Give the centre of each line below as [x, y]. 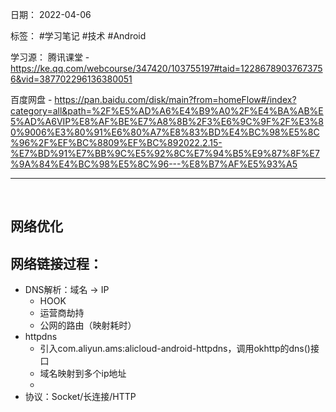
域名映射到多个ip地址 [83, 374]
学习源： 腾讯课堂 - [50, 57]
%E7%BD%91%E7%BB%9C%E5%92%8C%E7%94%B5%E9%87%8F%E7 [165, 153]
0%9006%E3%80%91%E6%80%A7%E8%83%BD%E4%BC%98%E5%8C [165, 132]
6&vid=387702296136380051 [71, 79]
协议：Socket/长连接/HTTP [80, 397]
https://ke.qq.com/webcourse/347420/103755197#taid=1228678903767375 [166, 68]
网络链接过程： [56, 263]
